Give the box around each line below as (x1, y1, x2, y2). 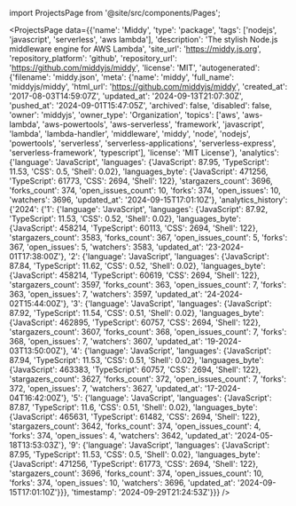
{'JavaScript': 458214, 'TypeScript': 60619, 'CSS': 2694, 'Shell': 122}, (9, 270, 260, 281)
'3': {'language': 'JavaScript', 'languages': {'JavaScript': (70, 298, 272, 309)
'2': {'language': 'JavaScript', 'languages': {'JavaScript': (67, 251, 269, 261)
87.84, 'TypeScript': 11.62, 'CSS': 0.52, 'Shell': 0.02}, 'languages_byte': (9, 261, 266, 271)
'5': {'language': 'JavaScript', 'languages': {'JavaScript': (70, 392, 272, 403)
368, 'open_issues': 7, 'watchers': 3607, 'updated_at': (9, 336, 204, 346)
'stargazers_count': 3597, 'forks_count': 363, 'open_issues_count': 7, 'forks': (9, 280, 286, 289)
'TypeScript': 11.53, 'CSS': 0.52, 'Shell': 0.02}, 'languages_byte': (9, 213, 242, 224)
